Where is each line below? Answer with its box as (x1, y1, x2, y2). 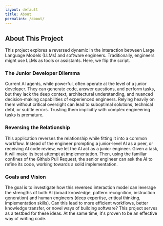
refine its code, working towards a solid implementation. (5, 161, 118, 167)
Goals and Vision (5, 173, 46, 180)
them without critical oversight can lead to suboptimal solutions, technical (5, 102, 153, 107)
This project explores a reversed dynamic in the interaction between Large (5, 47, 155, 53)
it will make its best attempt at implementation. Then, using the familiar (5, 151, 147, 157)
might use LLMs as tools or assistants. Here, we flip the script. (5, 58, 130, 63)
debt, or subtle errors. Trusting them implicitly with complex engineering (5, 107, 150, 113)
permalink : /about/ (5, 16, 45, 21)
